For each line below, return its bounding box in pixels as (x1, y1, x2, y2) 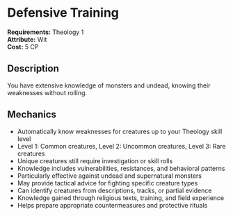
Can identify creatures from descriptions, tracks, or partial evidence (17, 186, 212, 194)
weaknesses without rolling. (7, 88, 88, 97)
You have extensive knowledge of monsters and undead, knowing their (7, 81, 211, 90)
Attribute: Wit (7, 35, 47, 43)
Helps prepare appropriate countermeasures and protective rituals (17, 201, 208, 209)
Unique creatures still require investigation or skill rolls (17, 156, 173, 165)
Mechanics (7, 109, 57, 121)
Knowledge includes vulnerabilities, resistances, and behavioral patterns (17, 164, 225, 172)
